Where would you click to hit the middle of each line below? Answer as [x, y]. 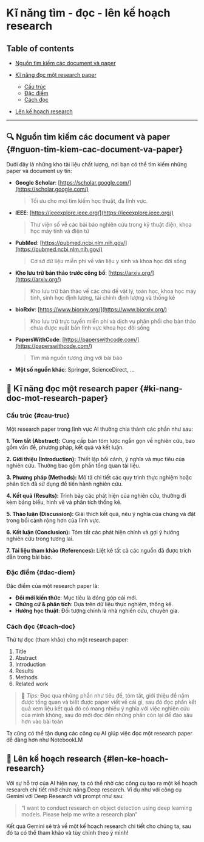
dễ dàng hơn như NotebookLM [45, 740]
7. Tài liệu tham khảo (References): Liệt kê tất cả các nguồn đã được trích [99, 550]
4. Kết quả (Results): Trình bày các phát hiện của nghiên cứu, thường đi [96, 495]
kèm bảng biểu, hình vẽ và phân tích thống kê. [64, 502]
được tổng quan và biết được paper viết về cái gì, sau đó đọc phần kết [109, 702]
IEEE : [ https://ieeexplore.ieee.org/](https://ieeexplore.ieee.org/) [94, 213]
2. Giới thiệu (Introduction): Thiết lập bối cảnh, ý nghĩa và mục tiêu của [96, 459]
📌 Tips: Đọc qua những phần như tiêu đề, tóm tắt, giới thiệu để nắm [105, 696]
